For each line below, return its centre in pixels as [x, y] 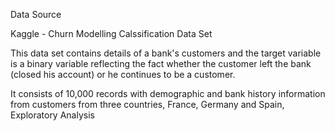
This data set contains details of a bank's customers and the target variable [166, 53]
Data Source [36, 14]
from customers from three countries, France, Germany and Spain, [147, 104]
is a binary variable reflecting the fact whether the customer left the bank [161, 63]
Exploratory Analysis [52, 115]
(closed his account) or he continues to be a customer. [123, 74]
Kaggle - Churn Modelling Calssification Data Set [111, 33]
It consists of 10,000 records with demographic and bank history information [168, 93]
